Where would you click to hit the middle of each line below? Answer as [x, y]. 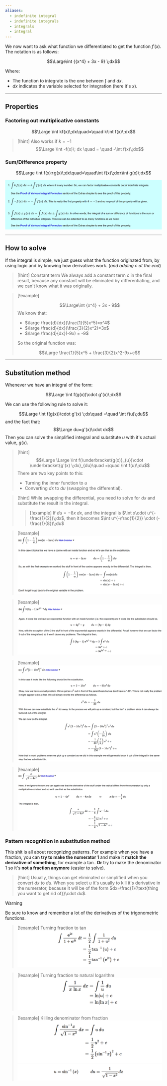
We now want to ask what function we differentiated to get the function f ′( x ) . [83, 46]
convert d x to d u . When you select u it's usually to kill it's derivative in [89, 883]
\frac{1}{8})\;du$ [47, 524]
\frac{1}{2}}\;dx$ [47, 518]
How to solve [26, 248]
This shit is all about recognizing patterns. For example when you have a [79, 852]
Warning [14, 903]
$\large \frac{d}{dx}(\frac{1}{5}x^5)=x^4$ [67, 323]
